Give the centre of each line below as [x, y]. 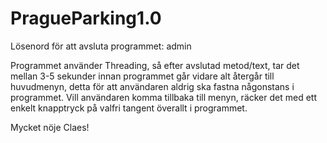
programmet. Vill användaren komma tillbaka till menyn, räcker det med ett [163, 97]
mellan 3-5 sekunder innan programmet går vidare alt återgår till [142, 76]
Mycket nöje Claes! [50, 127]
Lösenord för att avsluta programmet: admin [101, 46]
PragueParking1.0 [86, 18]
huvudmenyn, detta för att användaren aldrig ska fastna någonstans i [152, 86]
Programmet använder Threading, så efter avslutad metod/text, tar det [155, 65]
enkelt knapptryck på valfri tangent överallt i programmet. [129, 108]
